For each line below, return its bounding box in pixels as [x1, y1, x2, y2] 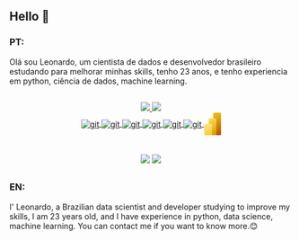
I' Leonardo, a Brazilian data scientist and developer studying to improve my [9, 201, 290, 212]
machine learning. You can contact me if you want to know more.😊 [9, 220, 259, 231]
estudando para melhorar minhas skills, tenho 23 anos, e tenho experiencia [9, 66, 288, 76]
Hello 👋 [9, 9, 50, 24]
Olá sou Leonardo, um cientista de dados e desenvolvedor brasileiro [9, 56, 262, 67]
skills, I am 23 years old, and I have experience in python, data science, [9, 210, 274, 221]
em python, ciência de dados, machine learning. [9, 76, 188, 86]
